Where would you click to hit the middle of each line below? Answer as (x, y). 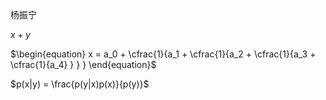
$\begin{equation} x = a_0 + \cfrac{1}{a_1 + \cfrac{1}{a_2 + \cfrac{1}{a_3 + (163, 54)
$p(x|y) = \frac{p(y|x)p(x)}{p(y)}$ (80, 84)
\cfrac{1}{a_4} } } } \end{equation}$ (83, 64)
